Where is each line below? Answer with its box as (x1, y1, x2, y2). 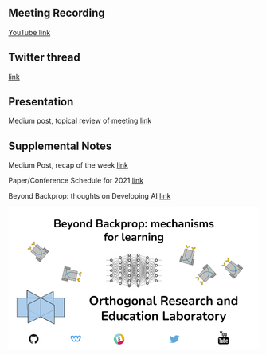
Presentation (8, 95, 74, 108)
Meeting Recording (8, 6, 105, 20)
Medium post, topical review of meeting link (8, 116, 152, 126)
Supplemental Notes (8, 139, 112, 152)
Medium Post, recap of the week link (8, 160, 129, 170)
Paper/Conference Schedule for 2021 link (8, 176, 144, 186)
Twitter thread (8, 51, 81, 65)
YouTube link (8, 27, 51, 37)
